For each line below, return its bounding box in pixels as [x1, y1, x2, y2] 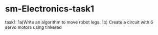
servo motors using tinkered [5, 24, 62, 30]
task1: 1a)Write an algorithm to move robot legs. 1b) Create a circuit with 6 [5, 19, 153, 25]
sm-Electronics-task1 [5, 3, 94, 14]
